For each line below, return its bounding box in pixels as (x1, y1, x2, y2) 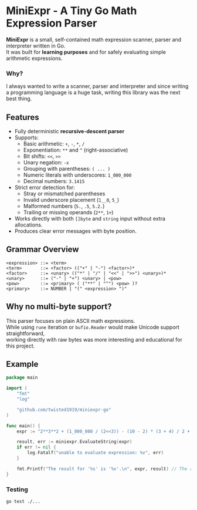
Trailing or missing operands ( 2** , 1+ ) (23, 209, 114, 216)
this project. (6, 342, 35, 349)
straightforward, (6, 330, 45, 337)
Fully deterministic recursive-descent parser (14, 128, 125, 135)
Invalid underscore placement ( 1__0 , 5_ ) (23, 197, 120, 204)
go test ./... (6, 499, 41, 505)
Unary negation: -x (23, 159, 69, 166)
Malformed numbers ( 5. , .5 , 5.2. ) (23, 202, 105, 210)
